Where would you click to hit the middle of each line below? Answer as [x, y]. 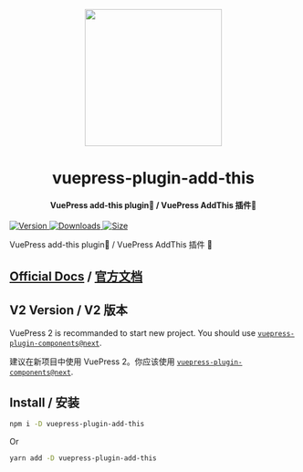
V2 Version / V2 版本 [68, 310]
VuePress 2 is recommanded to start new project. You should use [133, 332]
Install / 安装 [45, 402]
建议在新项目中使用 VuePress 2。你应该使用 [92, 362]
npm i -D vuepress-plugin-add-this [77, 425]
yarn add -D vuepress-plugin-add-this [83, 458]
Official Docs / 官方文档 [76, 276]
